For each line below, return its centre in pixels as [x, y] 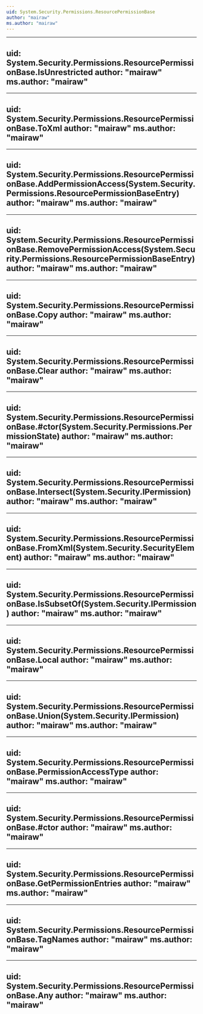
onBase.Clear [32, 371]
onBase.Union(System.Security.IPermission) [93, 716]
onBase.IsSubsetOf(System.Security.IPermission [101, 604]
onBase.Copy [32, 315]
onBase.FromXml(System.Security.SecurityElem [100, 548]
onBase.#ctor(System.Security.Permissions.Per [99, 426]
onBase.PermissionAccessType [67, 772]
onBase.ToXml [34, 128]
